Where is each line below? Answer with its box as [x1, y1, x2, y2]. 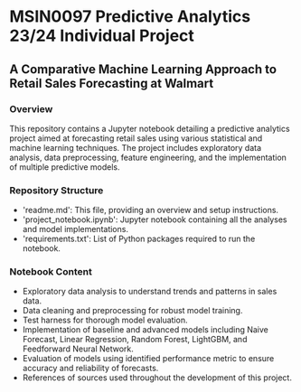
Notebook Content [9, 266, 92, 278]
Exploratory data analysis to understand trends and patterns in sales [22, 286, 277, 297]
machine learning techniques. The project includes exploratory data [9, 142, 262, 153]
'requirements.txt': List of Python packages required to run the [22, 233, 256, 245]
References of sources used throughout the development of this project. [22, 372, 292, 383]
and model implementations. [22, 224, 129, 235]
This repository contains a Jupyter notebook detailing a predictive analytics [9, 123, 291, 134]
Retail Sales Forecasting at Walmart [9, 75, 214, 91]
